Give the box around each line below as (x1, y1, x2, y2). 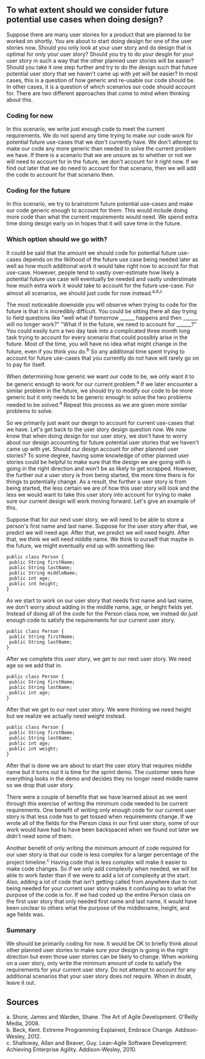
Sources (6, 997, 39, 1007)
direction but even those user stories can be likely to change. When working (6, 953, 199, 960)
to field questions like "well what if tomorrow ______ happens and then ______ (6, 314, 198, 322)
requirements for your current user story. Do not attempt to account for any (6, 966, 196, 974)
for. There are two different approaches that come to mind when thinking (6, 89, 190, 97)
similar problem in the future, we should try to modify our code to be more (6, 387, 193, 394)
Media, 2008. (6, 1020, 40, 1027)
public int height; (9, 581, 59, 587)
